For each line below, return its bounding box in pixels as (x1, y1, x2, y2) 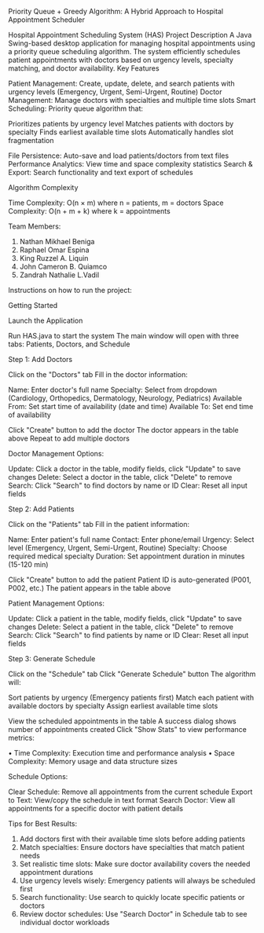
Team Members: (8, 221, 61, 231)
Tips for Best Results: (8, 819, 78, 828)
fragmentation (8, 136, 54, 145)
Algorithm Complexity (8, 183, 79, 192)
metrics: (8, 734, 35, 742)
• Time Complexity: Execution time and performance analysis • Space (8, 748, 236, 757)
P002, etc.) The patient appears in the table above (8, 584, 171, 592)
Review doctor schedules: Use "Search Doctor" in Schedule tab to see (19, 909, 247, 918)
